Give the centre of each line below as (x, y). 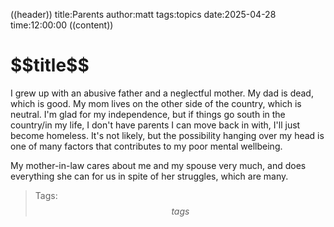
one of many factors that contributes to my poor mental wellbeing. (146, 146)
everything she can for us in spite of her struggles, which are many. (149, 176)
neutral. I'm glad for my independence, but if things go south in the (148, 114)
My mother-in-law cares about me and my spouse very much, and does (158, 165)
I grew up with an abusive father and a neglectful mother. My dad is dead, (162, 93)
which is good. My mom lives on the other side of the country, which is (156, 103)
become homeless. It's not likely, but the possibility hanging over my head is (167, 135)
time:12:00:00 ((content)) (62, 25)
